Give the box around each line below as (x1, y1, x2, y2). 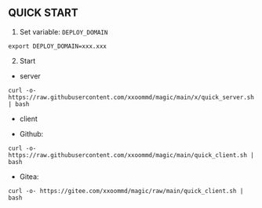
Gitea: (19, 172, 39, 181)
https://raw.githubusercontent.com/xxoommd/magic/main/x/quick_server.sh (8, 93, 255, 101)
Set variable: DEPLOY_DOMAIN (19, 27, 108, 36)
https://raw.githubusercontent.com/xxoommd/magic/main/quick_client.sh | (8, 151, 255, 159)
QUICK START (8, 6, 78, 20)
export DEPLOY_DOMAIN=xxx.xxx (8, 42, 107, 50)
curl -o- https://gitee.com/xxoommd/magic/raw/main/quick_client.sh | (8, 187, 244, 195)
